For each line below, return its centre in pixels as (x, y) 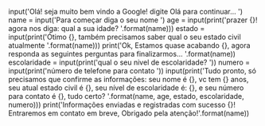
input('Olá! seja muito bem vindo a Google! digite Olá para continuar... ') (126, 12)
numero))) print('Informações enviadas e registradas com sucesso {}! (122, 104)
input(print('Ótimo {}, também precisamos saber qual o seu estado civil (125, 37)
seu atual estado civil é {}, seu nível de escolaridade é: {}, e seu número (126, 88)
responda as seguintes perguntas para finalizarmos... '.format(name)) (122, 54)
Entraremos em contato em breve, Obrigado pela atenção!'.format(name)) (129, 113)
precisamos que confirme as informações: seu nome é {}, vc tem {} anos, (129, 79)
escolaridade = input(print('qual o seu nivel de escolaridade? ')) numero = (129, 62)
